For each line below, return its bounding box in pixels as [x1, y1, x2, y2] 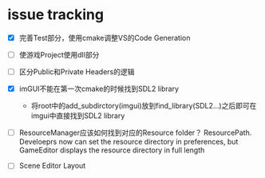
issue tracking [7, 6, 105, 24]
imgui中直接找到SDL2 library [30, 111, 125, 121]
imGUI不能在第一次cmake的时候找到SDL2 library [18, 84, 180, 93]
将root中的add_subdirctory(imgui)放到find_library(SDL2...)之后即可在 [30, 101, 257, 111]
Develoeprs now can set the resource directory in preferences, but [18, 137, 239, 147]
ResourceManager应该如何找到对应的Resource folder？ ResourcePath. [18, 128, 252, 137]
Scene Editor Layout [18, 161, 86, 171]
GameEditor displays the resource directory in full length [18, 145, 205, 155]
